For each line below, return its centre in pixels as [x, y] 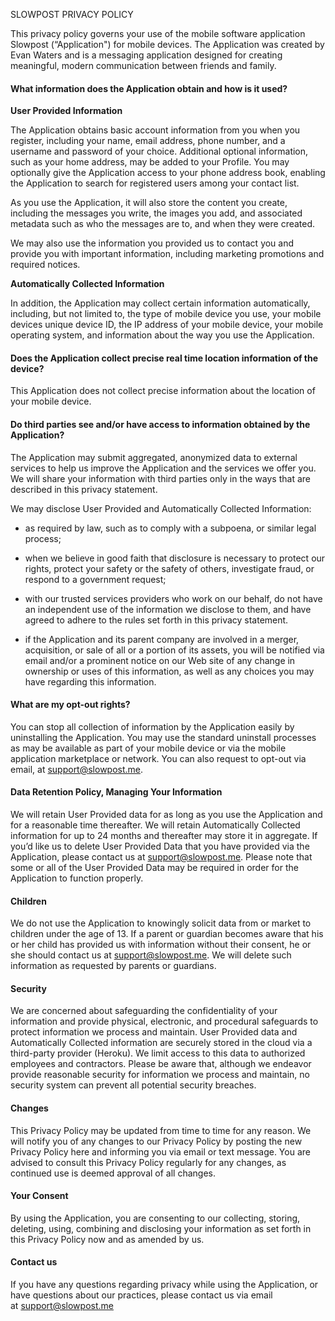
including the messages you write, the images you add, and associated [156, 213]
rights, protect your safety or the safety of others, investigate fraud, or [169, 568]
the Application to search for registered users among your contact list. [155, 183]
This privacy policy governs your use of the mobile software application [158, 33]
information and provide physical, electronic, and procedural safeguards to [164, 1021]
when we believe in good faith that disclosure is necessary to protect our [175, 558]
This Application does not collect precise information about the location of [163, 391]
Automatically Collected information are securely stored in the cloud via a [161, 1043]
